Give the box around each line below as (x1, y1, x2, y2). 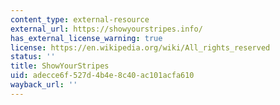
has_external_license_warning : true (10, 33, 163, 43)
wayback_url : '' (10, 80, 78, 90)
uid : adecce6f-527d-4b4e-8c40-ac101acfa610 (10, 71, 195, 81)
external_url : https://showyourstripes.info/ (10, 24, 203, 34)
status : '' (10, 52, 56, 62)
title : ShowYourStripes (10, 61, 110, 71)
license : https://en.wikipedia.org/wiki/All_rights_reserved (10, 42, 271, 53)
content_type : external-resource (10, 14, 150, 25)
